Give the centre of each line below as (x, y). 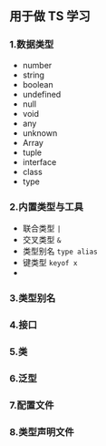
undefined (42, 94)
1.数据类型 (32, 45)
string (34, 75)
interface (39, 161)
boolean (38, 84)
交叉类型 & (42, 239)
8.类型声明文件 (42, 431)
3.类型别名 (33, 297)
